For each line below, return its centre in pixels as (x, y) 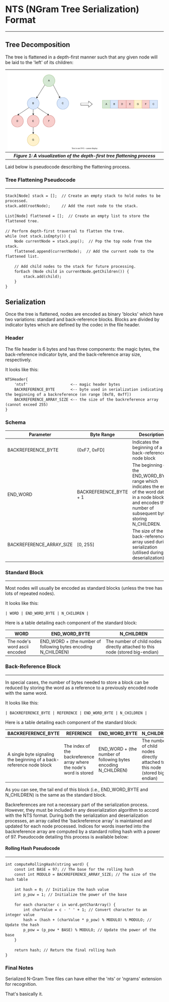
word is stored (79, 773)
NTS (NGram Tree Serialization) (72, 9)
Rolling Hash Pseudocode (33, 848)
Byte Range (103, 434)
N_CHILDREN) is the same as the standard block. (56, 795)
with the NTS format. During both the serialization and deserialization (77, 815)
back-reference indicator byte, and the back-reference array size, (73, 354)
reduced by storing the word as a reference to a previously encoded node (82, 688)
